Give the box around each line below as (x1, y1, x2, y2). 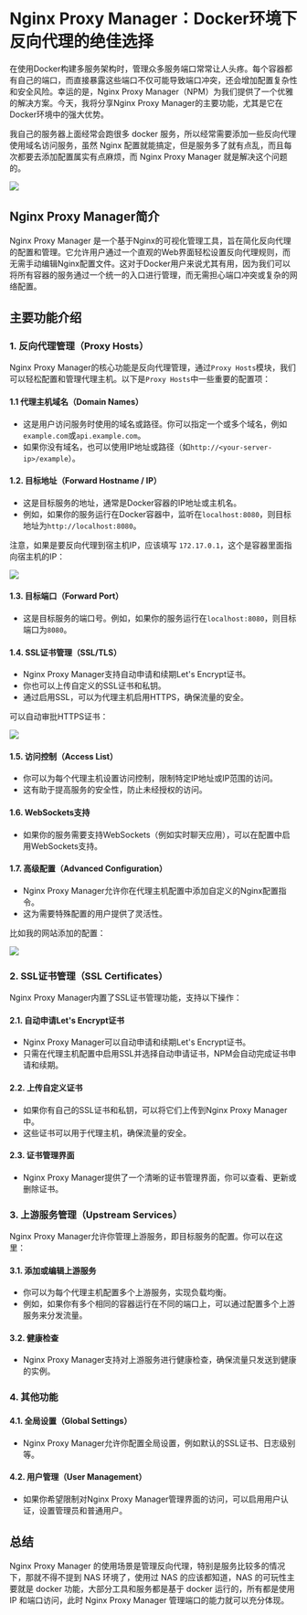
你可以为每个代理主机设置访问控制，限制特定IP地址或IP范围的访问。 (22, 773, 279, 784)
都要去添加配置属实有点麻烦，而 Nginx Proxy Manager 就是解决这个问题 (16, 151, 288, 162)
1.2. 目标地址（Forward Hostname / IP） (9, 475, 162, 486)
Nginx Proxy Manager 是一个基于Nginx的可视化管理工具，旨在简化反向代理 (9, 235, 291, 246)
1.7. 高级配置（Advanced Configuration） (9, 863, 167, 874)
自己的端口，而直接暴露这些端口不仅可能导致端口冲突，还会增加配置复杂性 (16, 74, 298, 85)
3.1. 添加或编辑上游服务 (9, 1265, 97, 1276)
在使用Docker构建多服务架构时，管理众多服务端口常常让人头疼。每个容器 (9, 63, 285, 74)
